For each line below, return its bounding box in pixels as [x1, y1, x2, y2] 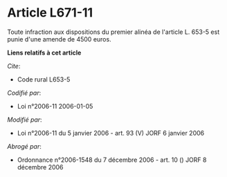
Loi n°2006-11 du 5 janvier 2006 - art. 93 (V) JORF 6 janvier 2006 [17, 129, 205, 137]
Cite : [7, 62, 21, 70]
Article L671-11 [7, 5, 93, 21]
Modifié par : [7, 115, 43, 124]
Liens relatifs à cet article [7, 48, 82, 57]
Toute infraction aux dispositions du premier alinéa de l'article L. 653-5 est [7, 28, 220, 36]
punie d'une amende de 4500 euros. [7, 35, 112, 43]
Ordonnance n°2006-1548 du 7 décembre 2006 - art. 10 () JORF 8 [17, 156, 207, 164]
